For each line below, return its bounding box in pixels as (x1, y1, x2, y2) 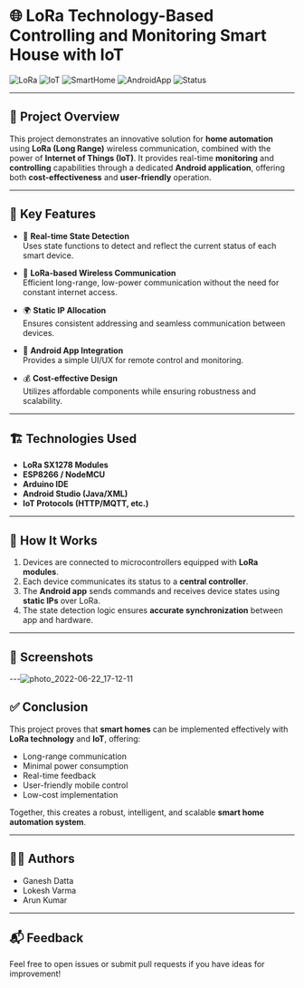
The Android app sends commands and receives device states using (22, 586, 280, 597)
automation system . (9, 816, 87, 827)
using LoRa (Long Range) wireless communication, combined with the (9, 142, 271, 154)
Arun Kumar (22, 894, 68, 906)
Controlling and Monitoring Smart (9, 25, 267, 46)
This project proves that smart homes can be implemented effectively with (9, 724, 289, 734)
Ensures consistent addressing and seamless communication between (22, 318, 286, 329)
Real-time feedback (22, 770, 97, 781)
